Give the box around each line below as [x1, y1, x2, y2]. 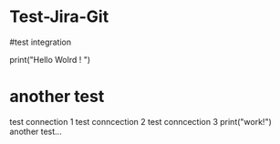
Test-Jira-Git [9, 6, 109, 27]
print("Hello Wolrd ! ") [9, 54, 91, 65]
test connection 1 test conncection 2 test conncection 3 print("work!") [9, 116, 272, 127]
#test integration [9, 36, 72, 47]
